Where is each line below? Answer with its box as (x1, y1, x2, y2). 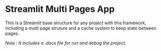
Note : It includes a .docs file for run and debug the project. (5, 40, 126, 46)
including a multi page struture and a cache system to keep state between (5, 25, 157, 31)
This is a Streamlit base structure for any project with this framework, (5, 20, 147, 26)
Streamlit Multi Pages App (5, 3, 115, 15)
